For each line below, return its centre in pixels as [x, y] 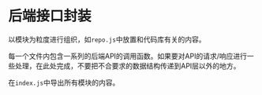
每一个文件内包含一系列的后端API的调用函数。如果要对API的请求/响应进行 [127, 56]
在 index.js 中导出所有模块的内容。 [64, 82]
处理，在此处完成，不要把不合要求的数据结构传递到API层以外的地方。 [127, 66]
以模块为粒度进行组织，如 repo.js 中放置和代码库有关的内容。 [107, 39]
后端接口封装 [50, 16]
